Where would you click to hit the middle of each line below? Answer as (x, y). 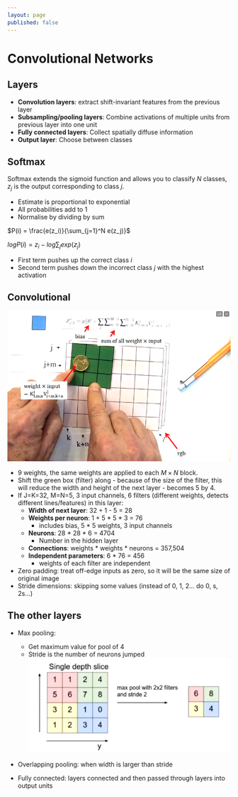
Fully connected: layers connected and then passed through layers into (121, 778)
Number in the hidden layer (79, 541)
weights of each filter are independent (95, 563)
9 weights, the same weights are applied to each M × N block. (108, 472)
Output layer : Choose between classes (75, 139)
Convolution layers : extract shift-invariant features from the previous (119, 102)
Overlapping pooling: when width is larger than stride (95, 764)
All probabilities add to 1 (52, 210)
